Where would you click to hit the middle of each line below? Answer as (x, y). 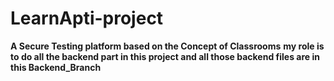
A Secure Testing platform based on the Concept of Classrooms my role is (167, 46)
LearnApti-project (87, 18)
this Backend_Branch (56, 67)
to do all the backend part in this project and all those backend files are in (165, 56)
